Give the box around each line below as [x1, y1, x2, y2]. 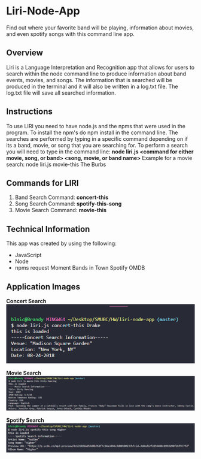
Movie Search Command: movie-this [14, 207, 106, 214]
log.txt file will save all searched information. [6, 89, 117, 96]
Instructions [6, 107, 53, 117]
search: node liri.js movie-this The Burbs [6, 161, 106, 168]
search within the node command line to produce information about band [6, 70, 187, 77]
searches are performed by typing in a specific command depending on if [6, 135, 188, 142]
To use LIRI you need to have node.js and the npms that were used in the [6, 122, 186, 129]
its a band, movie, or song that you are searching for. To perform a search [6, 141, 188, 149]
